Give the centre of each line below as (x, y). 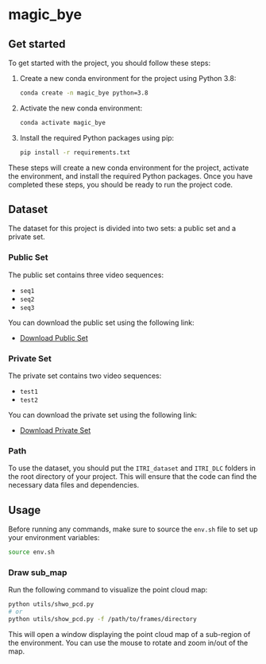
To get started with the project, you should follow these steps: (110, 63)
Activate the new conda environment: (81, 108)
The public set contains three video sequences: (86, 275)
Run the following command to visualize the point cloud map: (108, 590)
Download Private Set (55, 430)
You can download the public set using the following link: (101, 322)
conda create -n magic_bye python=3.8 (84, 93)
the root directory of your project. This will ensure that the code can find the (133, 477)
